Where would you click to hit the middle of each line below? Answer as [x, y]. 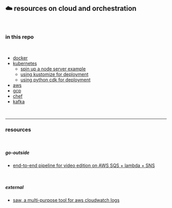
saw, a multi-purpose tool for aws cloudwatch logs [66, 200]
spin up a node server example [53, 69]
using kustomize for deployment [54, 74]
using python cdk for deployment [55, 80]
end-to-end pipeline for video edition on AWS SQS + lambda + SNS [84, 165]
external [15, 187]
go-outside [17, 153]
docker [20, 58]
